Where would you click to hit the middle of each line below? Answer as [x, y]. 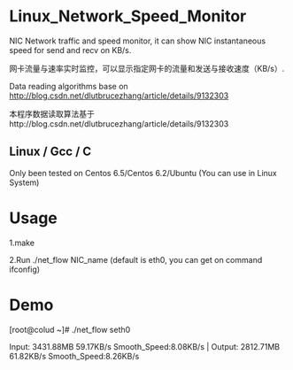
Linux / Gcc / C [50, 152]
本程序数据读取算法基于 [52, 113]
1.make [22, 243]
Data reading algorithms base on [69, 86]
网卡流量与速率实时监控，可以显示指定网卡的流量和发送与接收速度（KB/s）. [147, 68]
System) [24, 182]
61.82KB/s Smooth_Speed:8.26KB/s [74, 356]
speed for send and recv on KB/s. [70, 50]
